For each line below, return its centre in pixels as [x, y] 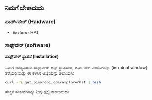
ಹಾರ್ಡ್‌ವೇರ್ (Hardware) [30, 22]
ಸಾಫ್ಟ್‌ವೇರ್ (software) [28, 45]
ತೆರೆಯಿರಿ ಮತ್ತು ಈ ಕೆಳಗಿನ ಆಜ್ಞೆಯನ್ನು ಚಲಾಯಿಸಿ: [40, 73]
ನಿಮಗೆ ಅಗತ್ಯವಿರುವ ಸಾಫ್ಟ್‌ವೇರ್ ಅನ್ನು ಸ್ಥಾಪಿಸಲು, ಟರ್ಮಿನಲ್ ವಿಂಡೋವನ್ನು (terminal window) [76, 67]
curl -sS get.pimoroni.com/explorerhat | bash [53, 82]
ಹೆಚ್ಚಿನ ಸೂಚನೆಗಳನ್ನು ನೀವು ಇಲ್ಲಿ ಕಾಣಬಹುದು [37, 91]
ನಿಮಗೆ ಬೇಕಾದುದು [25, 8]
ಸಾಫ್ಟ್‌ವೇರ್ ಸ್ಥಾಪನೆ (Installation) [32, 57]
